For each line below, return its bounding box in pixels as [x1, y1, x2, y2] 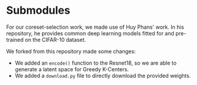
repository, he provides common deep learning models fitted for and [6, 29, 174, 37]
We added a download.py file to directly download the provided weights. [14, 72, 191, 79]
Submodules [6, 4, 70, 17]
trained [6, 36, 24, 43]
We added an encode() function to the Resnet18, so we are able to [14, 59, 177, 66]
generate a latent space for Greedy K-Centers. [14, 65, 130, 72]
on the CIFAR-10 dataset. [24, 36, 87, 43]
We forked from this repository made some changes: [6, 47, 136, 54]
